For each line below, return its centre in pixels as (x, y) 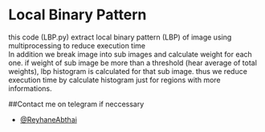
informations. (30, 88)
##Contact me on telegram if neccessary (76, 104)
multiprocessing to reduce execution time (77, 45)
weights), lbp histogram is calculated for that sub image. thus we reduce (128, 71)
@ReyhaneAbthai (49, 119)
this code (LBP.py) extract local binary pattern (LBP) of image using (120, 37)
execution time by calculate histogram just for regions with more (114, 80)
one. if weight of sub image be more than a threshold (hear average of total (132, 63)
